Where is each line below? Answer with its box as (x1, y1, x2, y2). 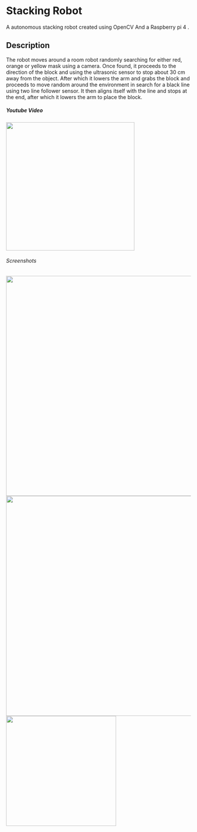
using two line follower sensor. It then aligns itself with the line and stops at (6, 87, 188, 94)
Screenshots (6, 257, 37, 265)
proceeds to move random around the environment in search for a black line (6, 81, 190, 88)
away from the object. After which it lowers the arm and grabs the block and (6, 75, 190, 82)
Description (6, 40, 50, 50)
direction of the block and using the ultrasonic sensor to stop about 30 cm (6, 69, 186, 76)
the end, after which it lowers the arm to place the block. (6, 93, 142, 100)
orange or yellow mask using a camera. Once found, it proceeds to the (6, 62, 176, 69)
